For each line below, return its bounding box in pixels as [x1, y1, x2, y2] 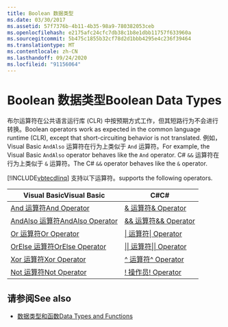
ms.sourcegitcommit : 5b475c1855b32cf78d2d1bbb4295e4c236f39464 [7, 36, 192, 42]
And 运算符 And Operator [10, 203, 90, 213]
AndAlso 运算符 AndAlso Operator [10, 216, 118, 226]
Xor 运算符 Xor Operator [10, 254, 86, 264]
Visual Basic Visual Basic [23, 190, 105, 200]
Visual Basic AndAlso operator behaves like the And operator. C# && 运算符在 [7, 151, 220, 159]
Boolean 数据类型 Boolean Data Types [7, 92, 223, 108]
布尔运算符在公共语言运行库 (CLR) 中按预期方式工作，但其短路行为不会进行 [7, 116, 219, 125]
